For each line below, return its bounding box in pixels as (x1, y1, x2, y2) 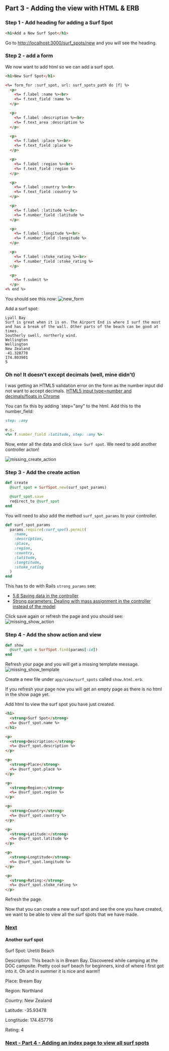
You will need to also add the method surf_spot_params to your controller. (5, 512, 157, 518)
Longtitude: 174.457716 (5, 1017, 53, 1023)
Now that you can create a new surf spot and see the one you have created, (5, 906, 163, 912)
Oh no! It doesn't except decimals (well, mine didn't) (5, 371, 135, 378)
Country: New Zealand (5, 998, 52, 1004)
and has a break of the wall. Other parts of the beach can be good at (5, 324, 158, 329)
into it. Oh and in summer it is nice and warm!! (5, 968, 101, 974)
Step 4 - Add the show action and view (5, 631, 102, 638)
